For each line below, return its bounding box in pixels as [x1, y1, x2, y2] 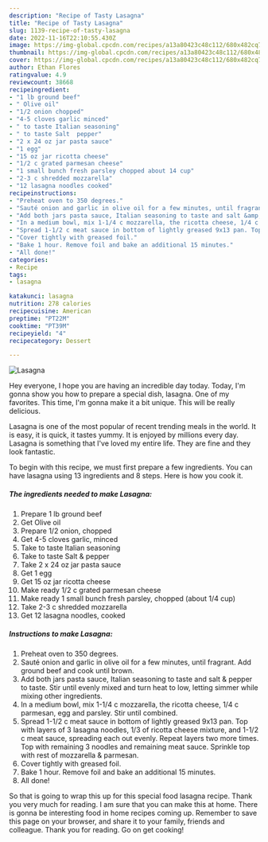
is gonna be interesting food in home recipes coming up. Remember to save [9, 809, 258, 818]
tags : [9, 271, 27, 279]
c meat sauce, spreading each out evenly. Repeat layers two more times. [20, 734, 259, 743]
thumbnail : [9, 49, 45, 57]
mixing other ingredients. [20, 692, 103, 701]
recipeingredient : [9, 85, 70, 94]
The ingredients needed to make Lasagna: [9, 489, 153, 498]
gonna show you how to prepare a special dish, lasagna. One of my [9, 389, 230, 399]
